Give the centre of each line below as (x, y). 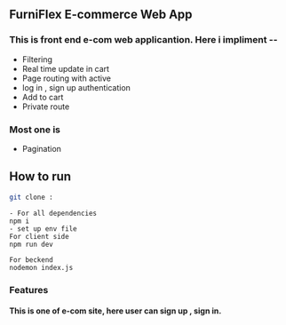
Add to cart (43, 97)
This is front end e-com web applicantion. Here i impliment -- (143, 40)
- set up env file (43, 229)
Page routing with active (66, 78)
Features (29, 289)
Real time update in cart (65, 68)
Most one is (35, 130)
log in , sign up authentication (76, 87)
